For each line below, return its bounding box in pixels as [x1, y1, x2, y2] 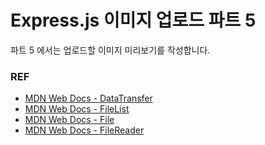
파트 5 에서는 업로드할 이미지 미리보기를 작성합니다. [10, 44, 211, 56]
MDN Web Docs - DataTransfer [24, 92, 153, 105]
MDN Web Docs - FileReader [24, 124, 145, 136]
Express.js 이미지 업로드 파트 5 [10, 9, 257, 32]
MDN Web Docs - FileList [24, 103, 130, 115]
